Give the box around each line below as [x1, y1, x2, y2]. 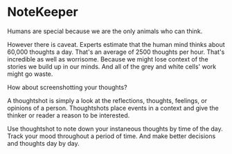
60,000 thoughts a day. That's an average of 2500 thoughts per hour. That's [7, 48, 225, 56]
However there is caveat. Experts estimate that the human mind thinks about [7, 40, 225, 48]
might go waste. [7, 70, 53, 78]
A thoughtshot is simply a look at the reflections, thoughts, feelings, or [7, 96, 208, 104]
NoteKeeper [7, 4, 78, 20]
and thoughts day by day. [7, 139, 80, 147]
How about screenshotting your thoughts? [7, 83, 127, 91]
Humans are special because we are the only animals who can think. [7, 27, 203, 35]
